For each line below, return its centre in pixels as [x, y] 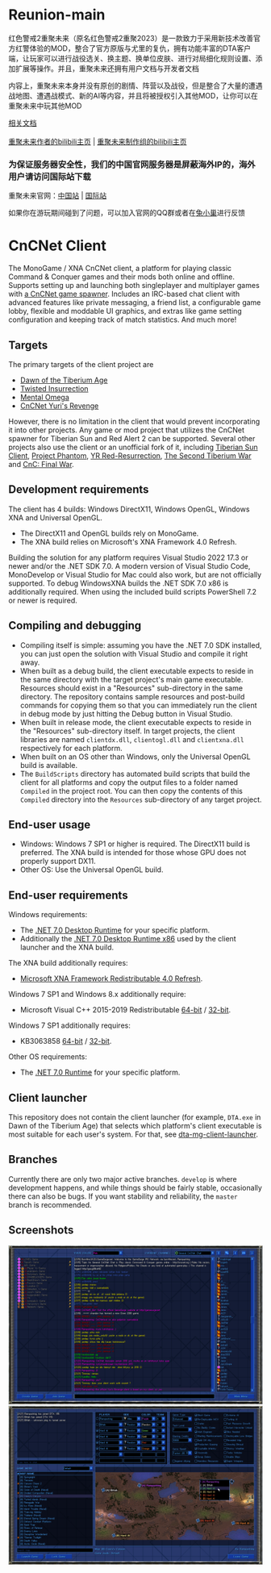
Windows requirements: [48, 915]
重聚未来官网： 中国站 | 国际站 [58, 196]
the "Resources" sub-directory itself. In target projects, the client [127, 731]
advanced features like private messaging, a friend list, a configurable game [135, 302]
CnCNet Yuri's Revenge [59, 406]
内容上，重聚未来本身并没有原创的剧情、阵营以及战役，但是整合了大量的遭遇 [135, 86]
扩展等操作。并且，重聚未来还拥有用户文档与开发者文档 [107, 68]
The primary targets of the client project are [81, 364]
